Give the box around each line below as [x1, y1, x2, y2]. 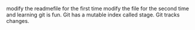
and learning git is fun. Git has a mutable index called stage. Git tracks [6, 11, 180, 18]
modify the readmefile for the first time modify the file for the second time [6, 5, 190, 12]
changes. [6, 18, 29, 24]
